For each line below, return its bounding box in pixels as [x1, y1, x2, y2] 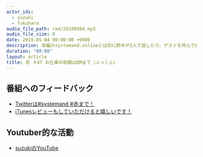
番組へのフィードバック [6, 83, 94, 94]
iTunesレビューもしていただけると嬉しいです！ [14, 108, 132, 115]
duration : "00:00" [6, 48, 53, 54]
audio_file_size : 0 [6, 31, 56, 37]
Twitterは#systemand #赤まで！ [14, 100, 95, 107]
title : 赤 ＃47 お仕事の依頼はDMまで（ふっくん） [6, 59, 118, 65]
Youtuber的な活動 [6, 127, 74, 138]
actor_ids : [6, 8, 34, 15]
